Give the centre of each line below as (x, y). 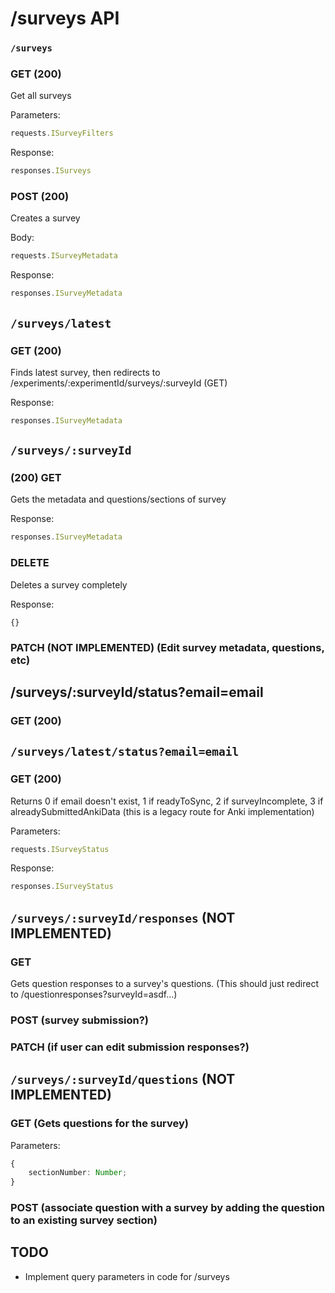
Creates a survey (45, 218)
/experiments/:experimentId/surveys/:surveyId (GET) (119, 383)
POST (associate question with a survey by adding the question (167, 1208)
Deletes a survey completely (69, 584)
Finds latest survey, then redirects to (85, 372)
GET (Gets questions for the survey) (99, 1124)
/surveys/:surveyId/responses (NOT (123, 917)
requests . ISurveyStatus (60, 849)
